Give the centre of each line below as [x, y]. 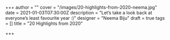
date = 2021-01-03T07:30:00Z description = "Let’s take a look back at [79, 13]
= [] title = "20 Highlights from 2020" [44, 23]
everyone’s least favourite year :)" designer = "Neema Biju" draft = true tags [85, 18]
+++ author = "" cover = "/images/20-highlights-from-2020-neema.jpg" [81, 7]
